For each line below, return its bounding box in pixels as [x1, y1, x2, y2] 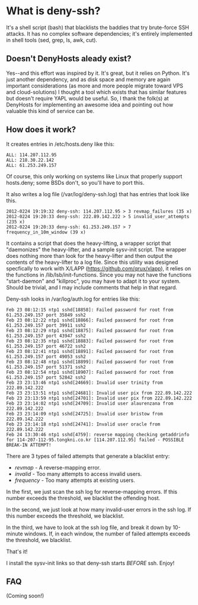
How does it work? [6, 125, 76, 135]
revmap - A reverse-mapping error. [14, 464, 101, 471]
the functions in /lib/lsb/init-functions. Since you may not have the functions [6, 271, 191, 278]
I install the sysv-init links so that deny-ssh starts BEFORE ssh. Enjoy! [6, 559, 175, 566]
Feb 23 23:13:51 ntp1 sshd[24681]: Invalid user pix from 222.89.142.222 [6, 390, 193, 396]
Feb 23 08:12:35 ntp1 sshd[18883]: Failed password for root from [6, 338, 174, 344]
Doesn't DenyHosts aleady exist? [6, 53, 132, 64]
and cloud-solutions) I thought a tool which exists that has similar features [6, 88, 187, 96]
